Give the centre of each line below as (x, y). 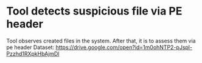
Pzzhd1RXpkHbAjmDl (33, 53)
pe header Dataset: (30, 47)
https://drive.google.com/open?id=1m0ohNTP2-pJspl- (124, 47)
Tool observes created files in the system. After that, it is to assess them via (101, 41)
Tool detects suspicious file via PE (94, 11)
